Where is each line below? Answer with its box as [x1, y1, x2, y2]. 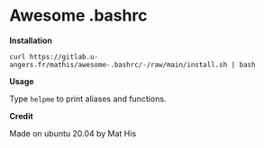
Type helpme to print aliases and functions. [9, 93, 167, 104]
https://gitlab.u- [29, 52, 99, 61]
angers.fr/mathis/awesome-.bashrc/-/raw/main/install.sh [9, 60, 228, 69]
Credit [9, 110, 33, 121]
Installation [9, 35, 52, 46]
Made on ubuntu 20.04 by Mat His [9, 127, 137, 139]
